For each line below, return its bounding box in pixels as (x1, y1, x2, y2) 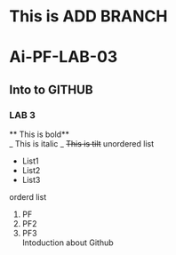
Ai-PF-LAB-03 (9, 47, 118, 68)
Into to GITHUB (9, 82, 93, 97)
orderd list (9, 192, 47, 203)
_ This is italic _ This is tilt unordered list (9, 139, 155, 149)
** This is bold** (9, 129, 69, 139)
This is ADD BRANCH (9, 6, 168, 27)
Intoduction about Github (21, 237, 114, 248)
